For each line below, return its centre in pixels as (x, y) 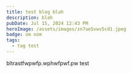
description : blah (30, 18)
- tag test (26, 46)
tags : (13, 40)
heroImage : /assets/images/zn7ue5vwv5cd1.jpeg (66, 29)
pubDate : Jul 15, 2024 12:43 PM (47, 23)
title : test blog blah (35, 12)
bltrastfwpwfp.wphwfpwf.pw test (48, 63)
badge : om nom (24, 35)
